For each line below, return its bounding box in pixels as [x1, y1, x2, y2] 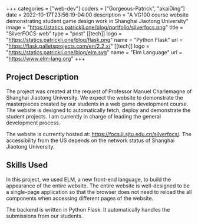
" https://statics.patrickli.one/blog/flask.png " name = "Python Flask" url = [6, 37, 183, 43]
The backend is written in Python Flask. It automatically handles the [6, 206, 170, 213]
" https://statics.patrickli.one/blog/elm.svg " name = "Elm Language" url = [6, 49, 183, 55]
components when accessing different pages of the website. [6, 195, 154, 202]
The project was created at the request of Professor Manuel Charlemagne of [6, 88, 192, 95]
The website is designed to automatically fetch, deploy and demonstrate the [6, 106, 191, 114]
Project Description [6, 72, 79, 82]
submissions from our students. [6, 212, 83, 219]
